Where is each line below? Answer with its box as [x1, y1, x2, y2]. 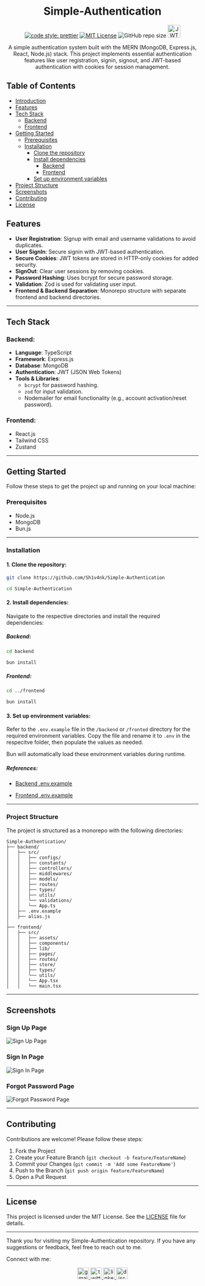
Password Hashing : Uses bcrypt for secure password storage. [15, 274, 174, 281]
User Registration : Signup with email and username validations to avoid [15, 235, 196, 242]
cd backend [6, 648, 34, 655]
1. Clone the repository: [6, 561, 67, 568]
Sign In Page [6, 1053, 45, 1061]
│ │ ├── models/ [6, 876, 59, 882]
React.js [15, 430, 36, 438]
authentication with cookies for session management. [35, 63, 170, 70]
